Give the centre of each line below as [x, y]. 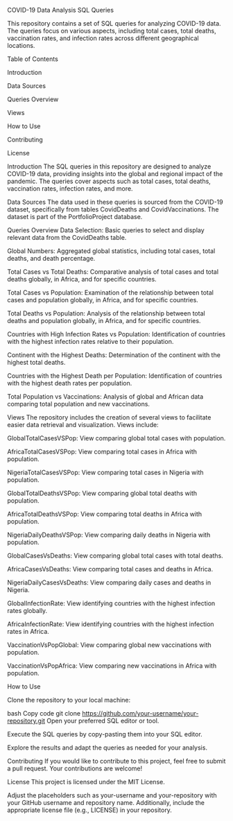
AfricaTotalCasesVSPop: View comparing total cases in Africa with [102, 451]
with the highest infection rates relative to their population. [90, 342]
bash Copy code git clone [44, 713]
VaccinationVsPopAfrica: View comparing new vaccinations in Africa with [112, 666]
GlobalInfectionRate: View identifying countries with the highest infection [111, 603]
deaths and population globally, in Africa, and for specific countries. [104, 321]
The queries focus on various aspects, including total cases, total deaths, [112, 31]
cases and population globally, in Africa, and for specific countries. [103, 300]
